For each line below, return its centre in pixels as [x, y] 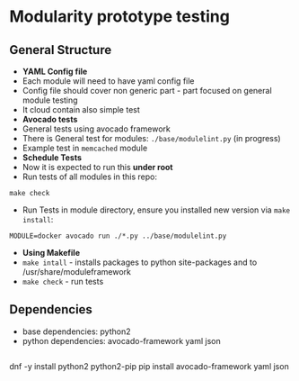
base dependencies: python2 [76, 331]
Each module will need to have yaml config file [108, 81]
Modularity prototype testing [120, 17]
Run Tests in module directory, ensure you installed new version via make [156, 210]
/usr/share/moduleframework [77, 272]
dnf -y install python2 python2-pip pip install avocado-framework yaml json [149, 366]
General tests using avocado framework [96, 129]
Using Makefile [51, 253]
